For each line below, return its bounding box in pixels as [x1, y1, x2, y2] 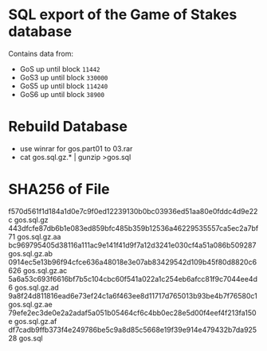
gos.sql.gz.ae [8, 299, 53, 309]
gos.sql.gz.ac [22, 265, 68, 275]
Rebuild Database [8, 118, 128, 136]
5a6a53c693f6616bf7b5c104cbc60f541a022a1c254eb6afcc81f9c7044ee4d [8, 274, 257, 283]
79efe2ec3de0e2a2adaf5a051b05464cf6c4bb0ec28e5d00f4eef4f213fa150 [8, 308, 257, 318]
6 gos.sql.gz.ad [8, 283, 60, 292]
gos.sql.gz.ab [8, 248, 53, 258]
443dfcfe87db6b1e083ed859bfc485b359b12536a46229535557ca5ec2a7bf [8, 223, 259, 232]
